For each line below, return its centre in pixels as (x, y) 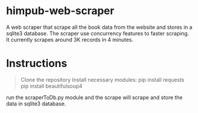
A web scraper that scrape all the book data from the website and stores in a (99, 27)
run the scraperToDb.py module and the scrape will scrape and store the (95, 97)
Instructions (37, 64)
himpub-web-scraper (60, 11)
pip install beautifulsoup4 (51, 86)
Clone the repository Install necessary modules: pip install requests (103, 79)
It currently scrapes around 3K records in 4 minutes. (70, 39)
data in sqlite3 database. (36, 104)
